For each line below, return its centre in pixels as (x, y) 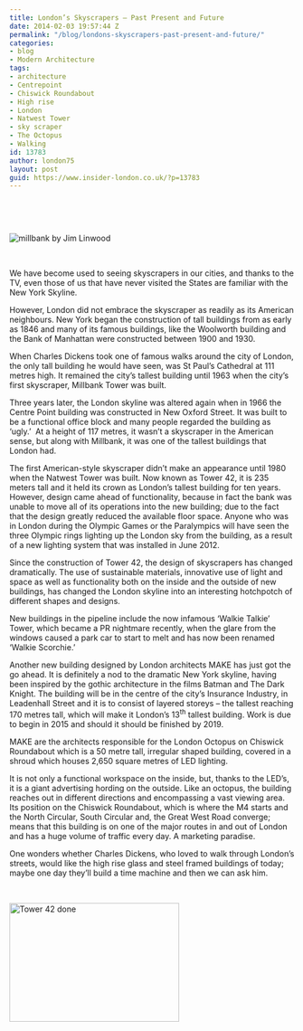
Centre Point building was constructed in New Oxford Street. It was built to (148, 412)
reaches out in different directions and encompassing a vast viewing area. (147, 798)
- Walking (28, 144)
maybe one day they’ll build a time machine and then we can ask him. (139, 873)
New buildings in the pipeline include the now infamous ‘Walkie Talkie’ (140, 619)
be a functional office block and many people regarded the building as (140, 422)
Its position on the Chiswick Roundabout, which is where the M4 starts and (149, 807)
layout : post (34, 169)
